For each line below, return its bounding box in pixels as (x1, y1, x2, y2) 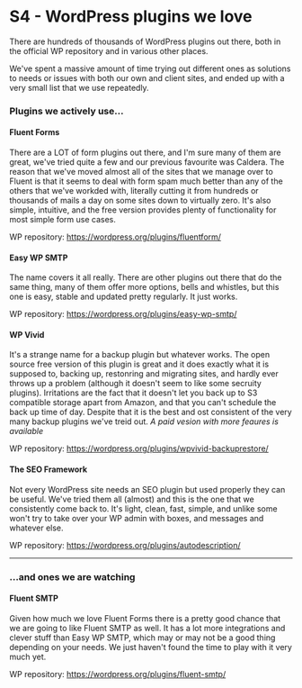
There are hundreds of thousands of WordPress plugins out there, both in (9, 36, 281, 47)
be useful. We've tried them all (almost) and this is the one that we (9, 493, 254, 504)
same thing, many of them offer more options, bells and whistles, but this (9, 282, 280, 293)
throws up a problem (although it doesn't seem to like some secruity (9, 378, 262, 389)
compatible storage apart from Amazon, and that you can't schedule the (9, 397, 277, 408)
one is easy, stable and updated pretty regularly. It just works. (9, 291, 238, 303)
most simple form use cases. (9, 214, 117, 225)
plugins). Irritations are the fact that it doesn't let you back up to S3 (9, 387, 258, 398)
